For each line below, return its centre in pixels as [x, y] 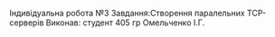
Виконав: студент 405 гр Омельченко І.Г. [125, 23]
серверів [27, 23]
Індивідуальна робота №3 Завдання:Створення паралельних [128, 13]
